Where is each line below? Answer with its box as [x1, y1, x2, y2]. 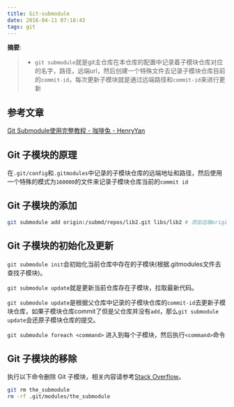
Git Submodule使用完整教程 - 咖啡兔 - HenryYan [7, 126, 146, 135]
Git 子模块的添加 [7, 200, 78, 212]
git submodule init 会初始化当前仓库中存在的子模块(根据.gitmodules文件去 [7, 260, 221, 268]
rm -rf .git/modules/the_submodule [7, 393, 111, 400]
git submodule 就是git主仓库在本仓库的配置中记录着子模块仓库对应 [34, 58, 224, 66]
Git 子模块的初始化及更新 [7, 240, 114, 252]
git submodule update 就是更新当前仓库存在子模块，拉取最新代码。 [7, 283, 198, 292]
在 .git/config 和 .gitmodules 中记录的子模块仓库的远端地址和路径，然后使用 [7, 169, 223, 177]
